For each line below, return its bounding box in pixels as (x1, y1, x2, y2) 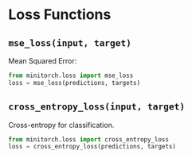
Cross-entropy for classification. (8, 120, 115, 129)
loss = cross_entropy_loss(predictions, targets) (8, 143, 177, 151)
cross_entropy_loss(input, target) (8, 101, 186, 113)
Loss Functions (8, 6, 112, 24)
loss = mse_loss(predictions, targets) (8, 79, 141, 87)
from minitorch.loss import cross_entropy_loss (8, 135, 170, 144)
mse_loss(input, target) (8, 37, 132, 48)
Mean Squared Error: (8, 56, 77, 65)
